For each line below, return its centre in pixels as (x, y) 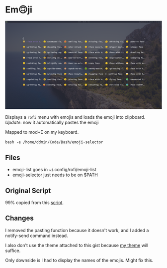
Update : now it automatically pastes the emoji (52, 123)
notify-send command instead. (37, 236)
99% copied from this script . (34, 203)
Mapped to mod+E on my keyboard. (42, 132)
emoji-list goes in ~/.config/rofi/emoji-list (54, 170)
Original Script (28, 190)
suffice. (13, 251)
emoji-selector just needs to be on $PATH (55, 175)
